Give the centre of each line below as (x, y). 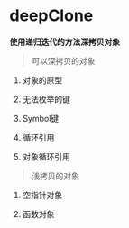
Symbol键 (41, 118)
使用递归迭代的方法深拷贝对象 (64, 41)
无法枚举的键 (46, 99)
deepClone (51, 16)
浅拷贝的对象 (55, 176)
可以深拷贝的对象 (63, 60)
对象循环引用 (46, 156)
